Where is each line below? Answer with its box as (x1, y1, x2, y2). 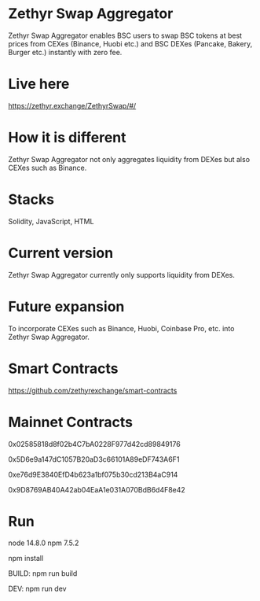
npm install (8, 554, 44, 563)
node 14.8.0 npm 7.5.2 (8, 538, 79, 548)
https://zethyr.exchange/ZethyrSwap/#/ (8, 101, 137, 110)
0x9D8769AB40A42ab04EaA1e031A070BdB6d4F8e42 (8, 485, 186, 494)
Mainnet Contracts (8, 413, 134, 431)
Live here (8, 76, 70, 93)
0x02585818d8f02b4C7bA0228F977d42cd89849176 (8, 439, 181, 448)
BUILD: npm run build (8, 569, 78, 578)
